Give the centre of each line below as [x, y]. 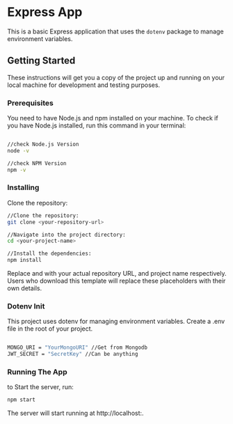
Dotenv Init [26, 306]
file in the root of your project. [50, 329]
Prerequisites [30, 103]
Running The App [37, 372]
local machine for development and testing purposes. [84, 85]
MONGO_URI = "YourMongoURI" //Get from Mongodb [78, 348]
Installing [23, 187]
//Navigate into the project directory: [67, 235]
